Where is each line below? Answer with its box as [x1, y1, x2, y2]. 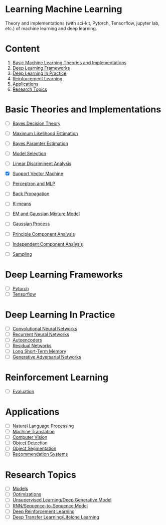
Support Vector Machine [12, 170, 64, 177]
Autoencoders [12, 337, 42, 343]
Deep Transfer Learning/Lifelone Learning [12, 514, 99, 520]
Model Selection [12, 150, 47, 156]
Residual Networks [12, 342, 52, 348]
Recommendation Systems [12, 451, 68, 457]
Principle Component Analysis [12, 231, 75, 237]
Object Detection [12, 440, 48, 446]
